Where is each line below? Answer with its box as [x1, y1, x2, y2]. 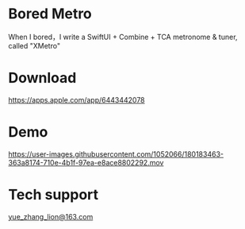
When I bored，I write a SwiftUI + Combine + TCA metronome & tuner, [8, 32, 238, 41]
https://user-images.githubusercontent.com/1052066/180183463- [8, 149, 224, 159]
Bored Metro [8, 5, 93, 23]
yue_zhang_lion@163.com [8, 212, 94, 221]
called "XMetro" [8, 41, 61, 50]
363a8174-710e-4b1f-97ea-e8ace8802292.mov [8, 157, 164, 167]
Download [8, 69, 77, 87]
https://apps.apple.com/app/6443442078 [8, 95, 145, 104]
